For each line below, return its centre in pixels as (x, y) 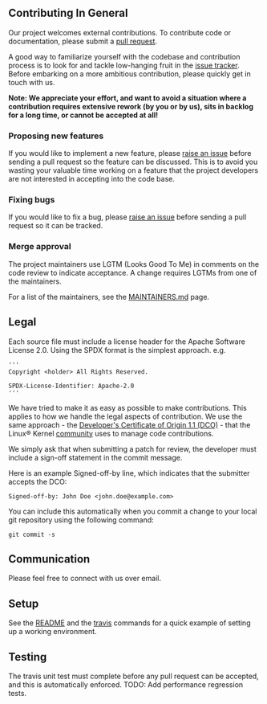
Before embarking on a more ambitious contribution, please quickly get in (129, 74)
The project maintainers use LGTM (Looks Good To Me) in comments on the (134, 264)
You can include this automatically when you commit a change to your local (133, 511)
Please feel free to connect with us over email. (85, 579)
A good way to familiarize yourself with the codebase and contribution (124, 56)
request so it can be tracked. (56, 226)
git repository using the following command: (81, 520)
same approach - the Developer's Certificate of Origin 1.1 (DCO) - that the (129, 424)
